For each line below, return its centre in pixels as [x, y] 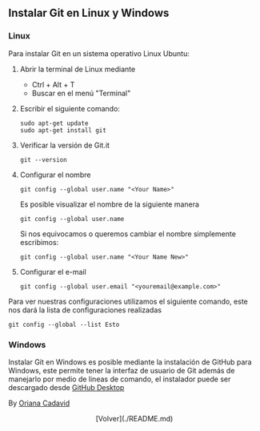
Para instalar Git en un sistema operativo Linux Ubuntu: [99, 53]
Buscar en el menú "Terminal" [81, 93]
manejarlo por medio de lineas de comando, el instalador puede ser [120, 379]
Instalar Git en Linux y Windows [89, 13]
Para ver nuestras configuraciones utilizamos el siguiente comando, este [128, 301]
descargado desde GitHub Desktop [66, 387]
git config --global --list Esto [64, 324]
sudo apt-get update [54, 123]
